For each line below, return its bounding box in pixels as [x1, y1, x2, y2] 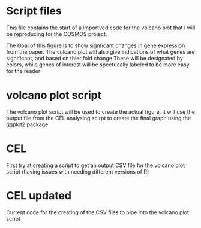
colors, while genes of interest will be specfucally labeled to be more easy [6, 61, 190, 68]
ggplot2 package [6, 121, 49, 128]
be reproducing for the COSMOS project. [6, 30, 107, 37]
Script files [6, 4, 62, 18]
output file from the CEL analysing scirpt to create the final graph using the [6, 114, 191, 121]
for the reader [6, 67, 41, 74]
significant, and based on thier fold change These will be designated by [6, 54, 183, 62]
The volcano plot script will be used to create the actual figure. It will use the [6, 108, 195, 115]
